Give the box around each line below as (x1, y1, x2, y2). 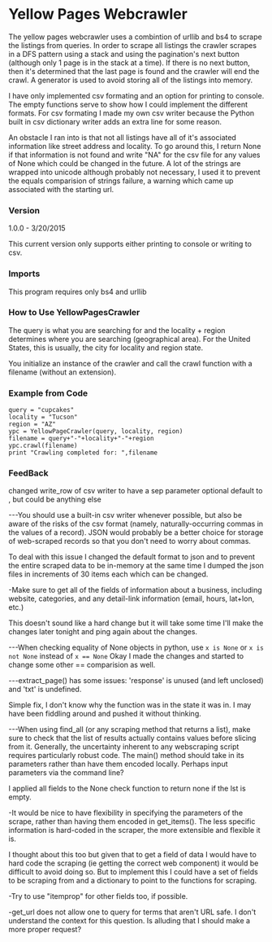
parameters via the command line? (8, 768, 124, 778)
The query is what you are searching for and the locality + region (8, 325, 226, 335)
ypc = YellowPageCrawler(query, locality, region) (8, 427, 183, 436)
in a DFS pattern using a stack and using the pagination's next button (8, 49, 240, 59)
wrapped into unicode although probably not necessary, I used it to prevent (8, 167, 261, 177)
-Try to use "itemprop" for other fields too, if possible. (8, 892, 188, 901)
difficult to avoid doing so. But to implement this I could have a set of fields (8, 867, 258, 877)
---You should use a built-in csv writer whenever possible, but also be (8, 510, 242, 520)
